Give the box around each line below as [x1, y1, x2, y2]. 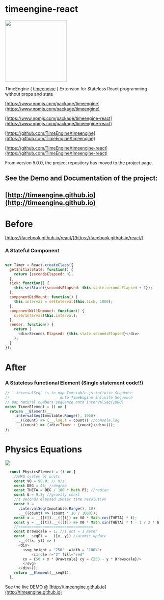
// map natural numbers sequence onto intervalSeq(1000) [5, 400, 124, 405]
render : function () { [9, 322, 54, 327]
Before [5, 218, 33, 229]
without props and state [5, 91, 53, 97]
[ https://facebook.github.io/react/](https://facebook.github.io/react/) [5, 234, 144, 240]
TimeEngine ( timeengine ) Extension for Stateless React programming [5, 85, 147, 92]
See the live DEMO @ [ [5, 584, 52, 590]
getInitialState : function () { [9, 267, 74, 272]
